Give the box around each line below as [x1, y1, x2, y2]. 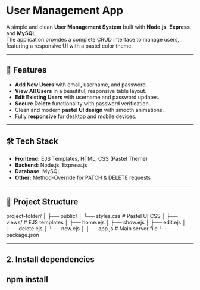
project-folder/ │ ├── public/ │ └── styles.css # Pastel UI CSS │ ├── [6, 213, 178, 220]
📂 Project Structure [6, 197, 79, 207]
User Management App [6, 4, 124, 17]
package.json [6, 232, 40, 239]
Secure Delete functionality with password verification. [14, 99, 151, 107]
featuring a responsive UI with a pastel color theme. [6, 42, 133, 49]
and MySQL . [6, 29, 37, 36]
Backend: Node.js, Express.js [14, 161, 87, 169]
